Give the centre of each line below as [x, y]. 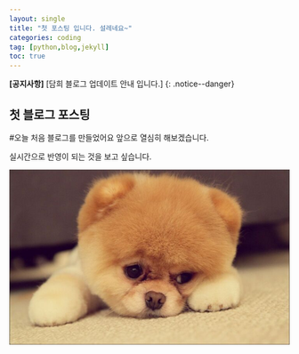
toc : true [28, 56]
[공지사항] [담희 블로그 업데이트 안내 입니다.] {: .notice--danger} [122, 84]
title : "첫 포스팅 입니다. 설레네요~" [71, 28]
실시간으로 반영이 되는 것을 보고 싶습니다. [81, 157]
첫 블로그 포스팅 [50, 114]
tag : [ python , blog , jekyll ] [59, 47]
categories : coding [45, 37]
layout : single [37, 19]
